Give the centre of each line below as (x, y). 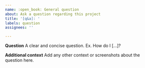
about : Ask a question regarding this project (53, 14)
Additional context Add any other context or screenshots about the (72, 55)
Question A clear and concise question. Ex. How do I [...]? (63, 46)
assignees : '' (19, 28)
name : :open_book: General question (42, 9)
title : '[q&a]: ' (23, 18)
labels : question (23, 23)
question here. (19, 60)
